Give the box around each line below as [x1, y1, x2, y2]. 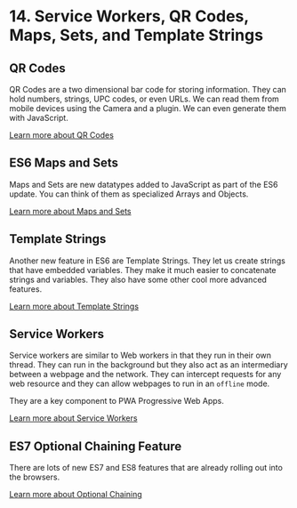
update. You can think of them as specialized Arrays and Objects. [9, 189, 249, 199]
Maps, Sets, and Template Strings [9, 25, 264, 45]
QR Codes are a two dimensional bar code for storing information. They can [9, 85, 287, 94]
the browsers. [9, 472, 60, 482]
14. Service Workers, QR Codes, [9, 6, 249, 27]
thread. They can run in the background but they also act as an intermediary [9, 359, 289, 370]
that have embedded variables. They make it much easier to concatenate [9, 264, 277, 275]
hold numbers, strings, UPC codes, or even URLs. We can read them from [9, 93, 280, 104]
